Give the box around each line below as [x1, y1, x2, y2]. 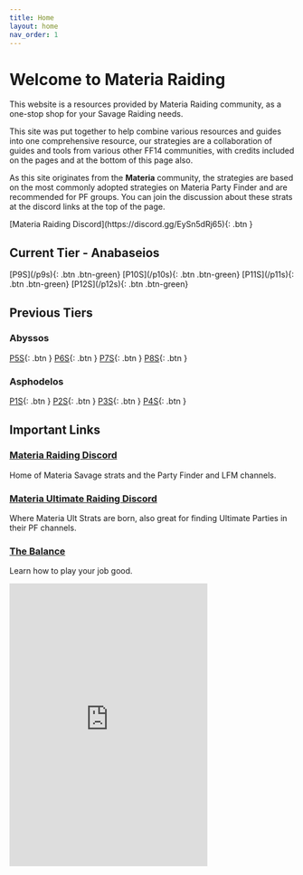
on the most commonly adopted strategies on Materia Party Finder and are [9, 182, 288, 193]
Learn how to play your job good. [9, 566, 133, 576]
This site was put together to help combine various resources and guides [9, 126, 282, 137]
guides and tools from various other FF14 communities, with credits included [9, 146, 295, 157]
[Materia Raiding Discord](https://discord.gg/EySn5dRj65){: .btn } [9, 219, 253, 230]
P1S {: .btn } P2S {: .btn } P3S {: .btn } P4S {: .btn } [9, 395, 187, 407]
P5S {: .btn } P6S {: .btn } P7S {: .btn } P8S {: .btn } [9, 352, 188, 363]
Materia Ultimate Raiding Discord [9, 492, 158, 505]
